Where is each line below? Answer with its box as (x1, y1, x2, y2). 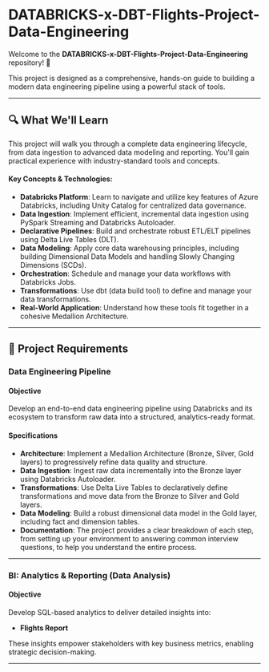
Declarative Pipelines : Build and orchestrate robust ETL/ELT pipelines (19, 226, 251, 236)
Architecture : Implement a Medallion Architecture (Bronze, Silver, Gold (19, 448, 254, 458)
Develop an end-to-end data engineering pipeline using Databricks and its (8, 403, 253, 414)
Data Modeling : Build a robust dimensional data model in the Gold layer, (19, 508, 258, 518)
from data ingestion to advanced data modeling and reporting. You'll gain (8, 147, 250, 157)
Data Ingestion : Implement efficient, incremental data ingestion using (19, 208, 250, 218)
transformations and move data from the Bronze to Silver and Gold (19, 491, 239, 500)
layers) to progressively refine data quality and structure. (19, 457, 208, 467)
